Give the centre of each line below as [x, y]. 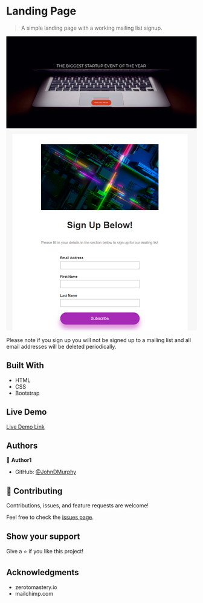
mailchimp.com [34, 593]
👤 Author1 [19, 460]
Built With [25, 365]
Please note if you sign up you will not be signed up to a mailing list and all [99, 340]
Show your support [43, 536]
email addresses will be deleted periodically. [61, 346]
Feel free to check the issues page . [50, 517]
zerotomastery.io [36, 587]
